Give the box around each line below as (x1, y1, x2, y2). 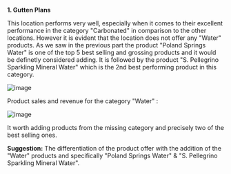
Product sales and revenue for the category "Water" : (7, 97, 159, 105)
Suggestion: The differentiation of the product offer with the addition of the (7, 144, 222, 152)
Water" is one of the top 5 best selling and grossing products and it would (7, 48, 217, 56)
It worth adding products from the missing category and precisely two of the (7, 124, 224, 131)
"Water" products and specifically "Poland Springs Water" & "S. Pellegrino (7, 151, 218, 160)
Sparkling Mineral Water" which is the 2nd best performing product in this (7, 63, 217, 71)
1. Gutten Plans (7, 6, 51, 14)
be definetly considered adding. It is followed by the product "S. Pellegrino (7, 56, 219, 64)
